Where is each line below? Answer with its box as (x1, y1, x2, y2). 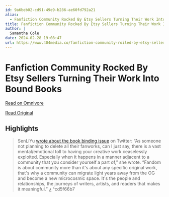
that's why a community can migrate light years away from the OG (17, 170, 155, 176)
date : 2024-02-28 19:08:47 (5, 36, 62, 41)
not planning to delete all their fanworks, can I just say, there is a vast (17, 143, 161, 149)
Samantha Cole (10, 31, 39, 36)
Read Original (5, 109, 34, 116)
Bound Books (5, 83, 62, 95)
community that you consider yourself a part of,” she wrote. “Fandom (17, 159, 161, 165)
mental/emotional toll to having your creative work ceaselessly (17, 148, 147, 154)
